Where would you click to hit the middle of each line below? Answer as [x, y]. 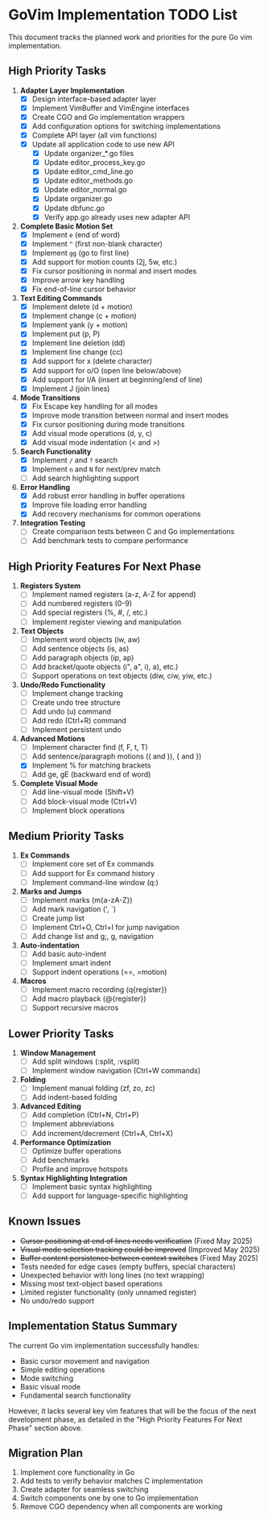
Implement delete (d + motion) [82, 307]
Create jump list [58, 918]
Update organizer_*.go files [89, 154]
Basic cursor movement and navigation [85, 1361]
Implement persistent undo [77, 730]
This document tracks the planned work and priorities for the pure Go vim [130, 37]
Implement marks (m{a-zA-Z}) [82, 899]
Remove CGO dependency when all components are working [121, 1507]
